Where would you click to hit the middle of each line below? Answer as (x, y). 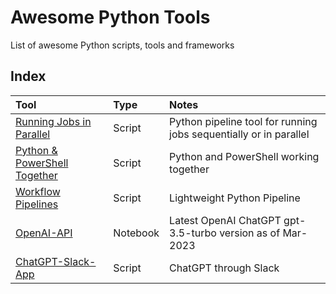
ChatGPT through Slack (224, 268)
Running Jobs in (53, 121)
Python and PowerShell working (244, 156)
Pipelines (37, 204)
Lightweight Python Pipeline (235, 198)
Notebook (136, 233)
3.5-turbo (193, 233)
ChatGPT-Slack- (56, 261)
